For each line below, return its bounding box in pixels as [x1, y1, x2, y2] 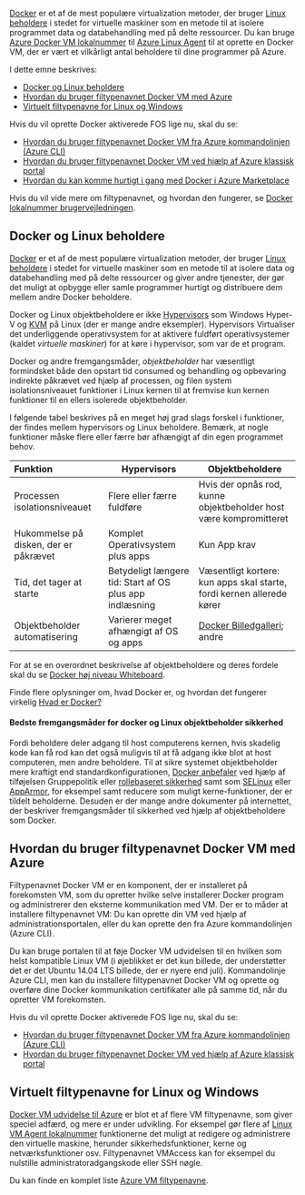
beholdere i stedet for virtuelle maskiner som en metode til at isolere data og [9, 262, 295, 273]
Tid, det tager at [14, 575, 83, 588]
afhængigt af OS [107, 624, 179, 637]
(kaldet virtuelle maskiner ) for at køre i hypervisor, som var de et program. [9, 338, 286, 349]
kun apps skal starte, [198, 575, 288, 588]
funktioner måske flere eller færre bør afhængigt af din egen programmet [9, 431, 283, 442]
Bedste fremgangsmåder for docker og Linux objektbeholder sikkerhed [9, 717, 284, 728]
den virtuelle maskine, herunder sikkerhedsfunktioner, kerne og [9, 1138, 247, 1149]
